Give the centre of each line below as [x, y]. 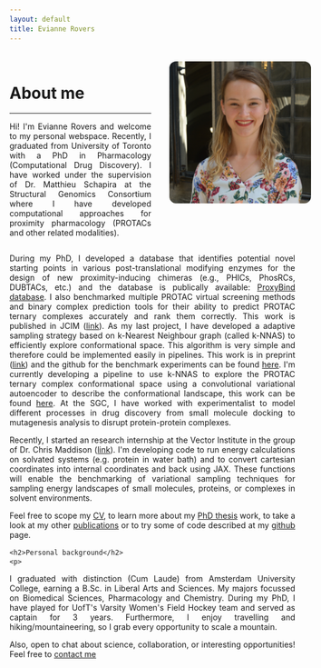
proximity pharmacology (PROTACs [80, 224]
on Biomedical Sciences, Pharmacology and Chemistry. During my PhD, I [152, 598]
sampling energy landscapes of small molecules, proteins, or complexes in [152, 489]
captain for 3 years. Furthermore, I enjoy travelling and [152, 617]
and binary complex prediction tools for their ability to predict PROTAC [152, 307]
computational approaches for [80, 214]
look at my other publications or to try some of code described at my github [152, 525]
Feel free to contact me [53, 654]
